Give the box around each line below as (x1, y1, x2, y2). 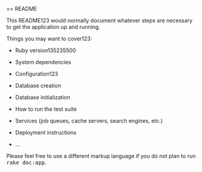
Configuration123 (15, 70, 59, 78)
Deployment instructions (15, 129, 77, 136)
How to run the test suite (15, 105, 77, 113)
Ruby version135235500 (15, 47, 76, 54)
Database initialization (15, 94, 71, 101)
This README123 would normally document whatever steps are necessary (6, 17, 193, 24)
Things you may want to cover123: (6, 35, 92, 42)
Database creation (15, 82, 62, 89)
